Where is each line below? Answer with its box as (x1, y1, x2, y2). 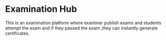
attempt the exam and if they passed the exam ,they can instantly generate (5, 25, 158, 31)
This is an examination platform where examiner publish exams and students (5, 20, 162, 26)
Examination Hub (5, 3, 77, 15)
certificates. (5, 30, 30, 36)
